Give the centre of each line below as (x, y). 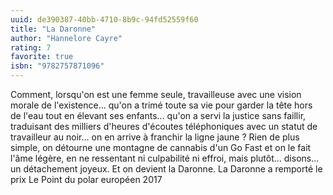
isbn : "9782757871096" (57, 66)
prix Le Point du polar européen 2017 (86, 179)
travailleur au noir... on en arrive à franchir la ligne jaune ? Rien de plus (155, 137)
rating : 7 (31, 47)
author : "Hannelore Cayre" (66, 38)
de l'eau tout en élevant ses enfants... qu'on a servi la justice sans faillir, (158, 115)
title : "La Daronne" (53, 29)
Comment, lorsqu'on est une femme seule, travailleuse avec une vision (156, 94)
